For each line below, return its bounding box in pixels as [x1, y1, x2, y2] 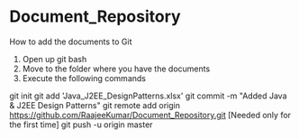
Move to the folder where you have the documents [22, 63, 211, 74]
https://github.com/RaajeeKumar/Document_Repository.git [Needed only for [9, 109, 291, 120]
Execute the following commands [22, 72, 147, 83]
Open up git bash [22, 53, 87, 64]
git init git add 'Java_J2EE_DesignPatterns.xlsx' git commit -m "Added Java [9, 90, 287, 101]
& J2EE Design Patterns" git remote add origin [9, 99, 180, 110]
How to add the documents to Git [9, 36, 132, 47]
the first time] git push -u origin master [9, 119, 153, 130]
